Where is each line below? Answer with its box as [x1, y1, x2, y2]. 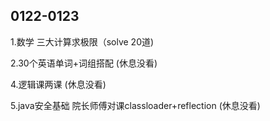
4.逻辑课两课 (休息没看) [10, 78, 107, 90]
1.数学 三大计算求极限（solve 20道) [10, 35, 155, 48]
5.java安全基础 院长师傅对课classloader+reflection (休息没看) [10, 99, 261, 111]
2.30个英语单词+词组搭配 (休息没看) [10, 57, 158, 69]
